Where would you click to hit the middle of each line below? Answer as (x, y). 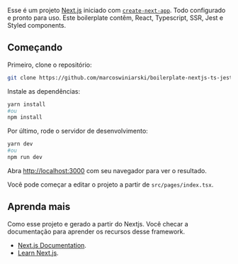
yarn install (27, 104)
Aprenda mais (39, 207)
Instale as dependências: (44, 91)
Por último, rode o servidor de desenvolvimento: (78, 131)
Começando (35, 48)
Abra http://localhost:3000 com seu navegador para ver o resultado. (107, 170)
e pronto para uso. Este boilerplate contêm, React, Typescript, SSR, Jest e (115, 18)
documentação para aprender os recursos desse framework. (96, 231)
